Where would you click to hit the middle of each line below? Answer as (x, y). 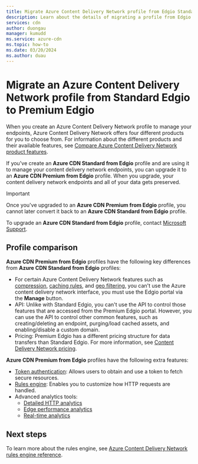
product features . (27, 152)
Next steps (27, 434)
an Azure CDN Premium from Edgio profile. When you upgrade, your (90, 176)
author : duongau (26, 28)
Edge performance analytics (58, 410)
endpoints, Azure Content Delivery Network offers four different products (95, 133)
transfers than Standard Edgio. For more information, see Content (94, 342)
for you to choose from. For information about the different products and (94, 139)
